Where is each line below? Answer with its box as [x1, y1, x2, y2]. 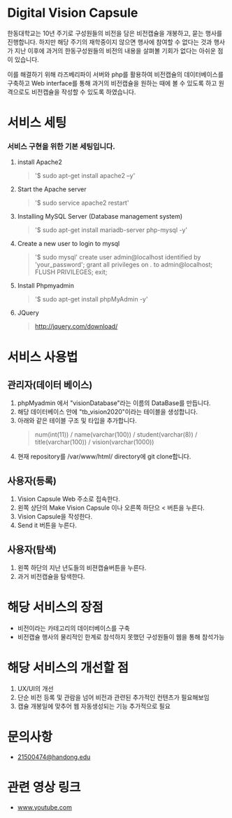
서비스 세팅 [7, 115, 67, 131]
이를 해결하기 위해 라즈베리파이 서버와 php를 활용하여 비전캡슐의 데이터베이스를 [7, 70, 224, 79]
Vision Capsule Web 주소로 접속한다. [17, 495, 120, 503]
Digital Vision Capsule [7, 5, 138, 21]
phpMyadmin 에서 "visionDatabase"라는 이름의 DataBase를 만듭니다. [17, 399, 211, 407]
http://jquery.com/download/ [34, 322, 118, 331]
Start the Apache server [17, 185, 87, 193]
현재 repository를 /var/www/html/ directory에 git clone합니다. [17, 452, 191, 461]
